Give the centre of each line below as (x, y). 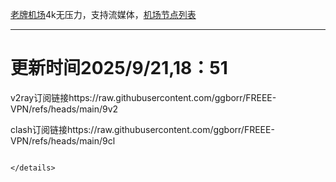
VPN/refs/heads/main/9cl (63, 140)
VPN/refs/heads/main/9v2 (64, 109)
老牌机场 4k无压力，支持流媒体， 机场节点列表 (103, 14)
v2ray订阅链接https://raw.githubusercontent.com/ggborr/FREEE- (143, 97)
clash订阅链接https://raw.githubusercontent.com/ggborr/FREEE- (142, 129)
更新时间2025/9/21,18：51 (119, 68)
